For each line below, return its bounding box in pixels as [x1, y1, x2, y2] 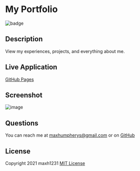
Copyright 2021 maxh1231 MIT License [5, 160, 86, 166]
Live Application [5, 63, 57, 72]
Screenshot [5, 91, 43, 99]
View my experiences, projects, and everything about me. [5, 48, 125, 54]
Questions [5, 119, 39, 127]
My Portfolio [5, 4, 58, 15]
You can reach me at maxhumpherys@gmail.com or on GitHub [5, 132, 135, 138]
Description [5, 35, 43, 43]
